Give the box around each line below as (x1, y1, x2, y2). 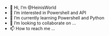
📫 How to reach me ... (9, 26, 55, 31)
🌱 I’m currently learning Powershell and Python (9, 15, 105, 20)
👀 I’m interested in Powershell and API (9, 10, 87, 16)
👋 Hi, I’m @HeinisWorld (9, 5, 56, 10)
